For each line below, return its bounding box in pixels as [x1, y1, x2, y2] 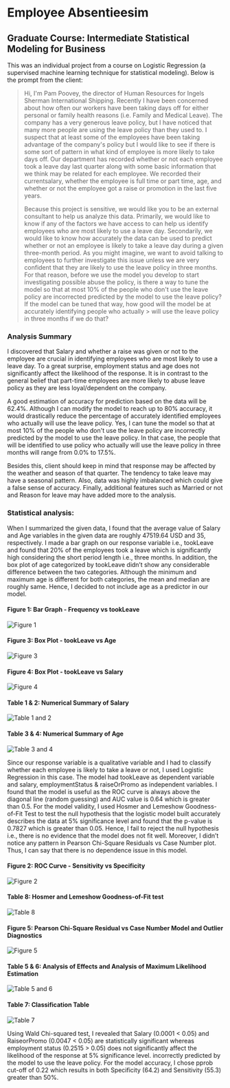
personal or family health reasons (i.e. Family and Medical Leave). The [23, 111, 223, 119]
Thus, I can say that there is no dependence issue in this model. [7, 846, 187, 854]
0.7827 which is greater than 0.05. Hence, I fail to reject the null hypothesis [7, 824, 220, 832]
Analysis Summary [7, 332, 72, 341]
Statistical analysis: [7, 508, 74, 518]
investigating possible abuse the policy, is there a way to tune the [23, 278, 209, 286]
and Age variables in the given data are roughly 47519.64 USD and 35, [7, 531, 206, 540]
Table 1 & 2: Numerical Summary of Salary [7, 698, 129, 707]
